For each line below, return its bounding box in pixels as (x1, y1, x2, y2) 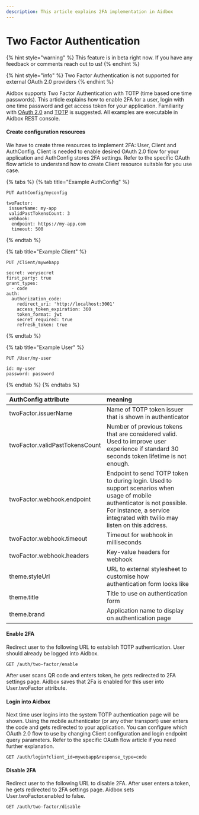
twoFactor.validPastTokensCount (9, 440, 101, 449)
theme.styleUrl (9, 572, 50, 581)
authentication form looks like (106, 579, 190, 588)
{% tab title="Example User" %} (6, 344, 85, 351)
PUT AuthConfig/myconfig (6, 189, 68, 196)
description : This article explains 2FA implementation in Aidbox (6, 8, 174, 15)
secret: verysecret (6, 269, 54, 276)
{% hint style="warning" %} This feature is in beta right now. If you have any (6, 54, 193, 61)
